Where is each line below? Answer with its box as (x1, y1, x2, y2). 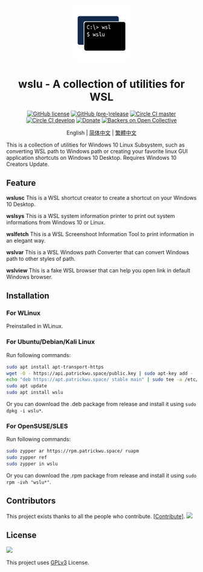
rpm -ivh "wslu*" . (6, 478, 51, 485)
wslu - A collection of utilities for (18, 77, 185, 91)
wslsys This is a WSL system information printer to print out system (6, 212, 175, 219)
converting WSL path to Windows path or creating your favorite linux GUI (6, 147, 188, 155)
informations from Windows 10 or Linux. (6, 219, 106, 226)
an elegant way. (6, 237, 46, 244)
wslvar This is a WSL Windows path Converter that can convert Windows (6, 248, 189, 255)
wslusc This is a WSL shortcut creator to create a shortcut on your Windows (6, 194, 197, 201)
